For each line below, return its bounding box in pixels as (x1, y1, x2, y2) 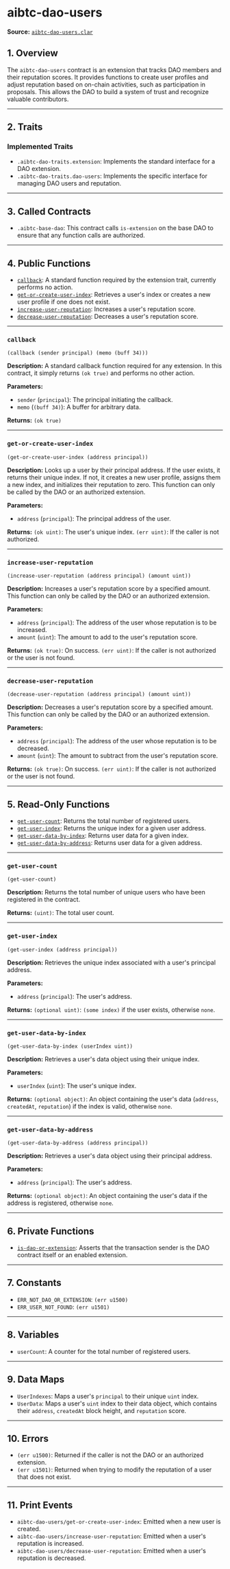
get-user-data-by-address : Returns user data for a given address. (16, 839, 203, 847)
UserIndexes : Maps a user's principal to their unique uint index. (16, 1392, 199, 1400)
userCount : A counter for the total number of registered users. (16, 1347, 191, 1355)
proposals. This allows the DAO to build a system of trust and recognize (7, 87, 209, 95)
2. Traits (7, 122, 43, 133)
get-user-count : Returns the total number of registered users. (16, 817, 191, 825)
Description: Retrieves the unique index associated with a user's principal (7, 958, 216, 967)
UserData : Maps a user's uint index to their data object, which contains (16, 1399, 218, 1408)
